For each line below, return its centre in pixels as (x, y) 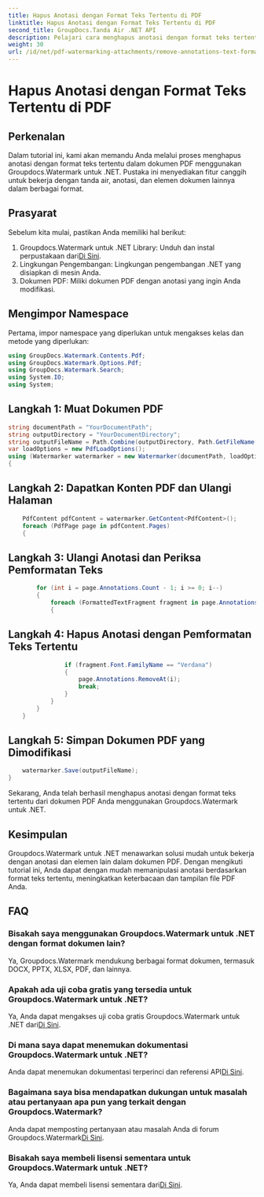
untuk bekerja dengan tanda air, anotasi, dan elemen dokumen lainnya (122, 180)
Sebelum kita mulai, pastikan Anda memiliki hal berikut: (97, 232)
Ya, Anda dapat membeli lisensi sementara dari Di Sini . (95, 1184)
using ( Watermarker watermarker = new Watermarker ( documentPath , (117, 456)
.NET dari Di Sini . (35, 1024)
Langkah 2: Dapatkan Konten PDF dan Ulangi (120, 488)
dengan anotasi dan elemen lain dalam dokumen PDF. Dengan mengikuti (126, 862)
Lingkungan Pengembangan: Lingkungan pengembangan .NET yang (130, 264)
